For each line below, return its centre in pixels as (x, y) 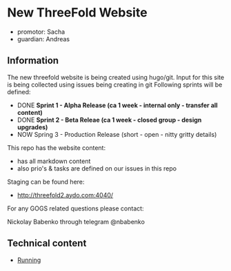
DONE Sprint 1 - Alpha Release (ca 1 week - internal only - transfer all (118, 105)
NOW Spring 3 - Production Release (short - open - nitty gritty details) (117, 134)
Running (29, 260)
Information (33, 61)
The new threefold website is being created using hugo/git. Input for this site (116, 77)
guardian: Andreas (43, 39)
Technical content (47, 243)
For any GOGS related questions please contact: (76, 208)
